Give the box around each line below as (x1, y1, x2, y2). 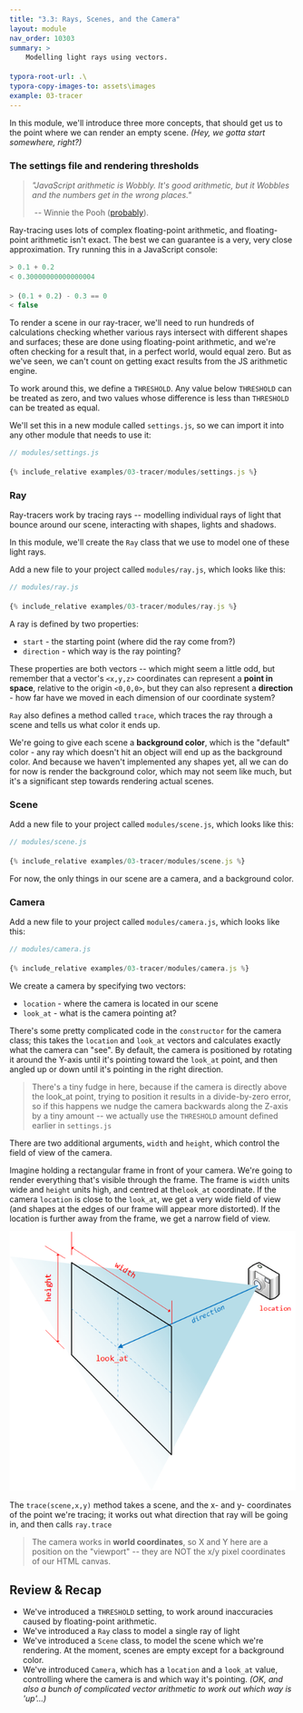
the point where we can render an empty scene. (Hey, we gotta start (9, 127, 266, 138)
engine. (9, 366, 38, 377)
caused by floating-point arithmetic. (22, 1616, 157, 1627)
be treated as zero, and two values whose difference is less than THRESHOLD (9, 393, 289, 404)
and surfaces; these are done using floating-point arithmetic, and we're (9, 337, 277, 348)
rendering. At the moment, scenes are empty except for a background (22, 1645, 285, 1656)
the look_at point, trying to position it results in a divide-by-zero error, (31, 1090, 292, 1102)
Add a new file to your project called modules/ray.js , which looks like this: (9, 564, 286, 576)
